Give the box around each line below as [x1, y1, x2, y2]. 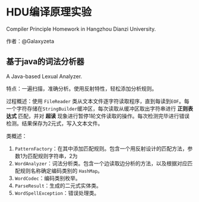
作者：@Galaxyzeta [6, 37, 55, 44]
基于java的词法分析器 [6, 57, 85, 67]
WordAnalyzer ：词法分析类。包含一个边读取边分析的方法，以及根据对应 [14, 159, 188, 166]
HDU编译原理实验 [6, 5, 92, 19]
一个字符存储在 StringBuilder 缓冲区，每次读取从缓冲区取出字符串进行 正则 [6, 105, 188, 112]
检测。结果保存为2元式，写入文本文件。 [6, 120, 103, 127]
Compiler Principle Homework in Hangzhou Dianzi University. [6, 25, 156, 33]
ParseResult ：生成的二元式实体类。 [14, 182, 102, 189]
